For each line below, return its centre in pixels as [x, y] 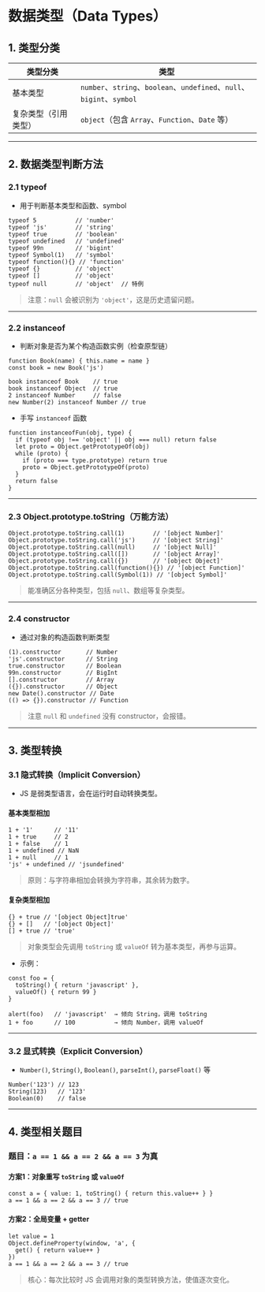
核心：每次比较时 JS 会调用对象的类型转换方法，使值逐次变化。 [131, 1279]
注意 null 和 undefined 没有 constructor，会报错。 [109, 716]
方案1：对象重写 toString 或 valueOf [66, 1176]
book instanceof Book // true [63, 382]
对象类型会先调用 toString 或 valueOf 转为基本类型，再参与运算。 [134, 946]
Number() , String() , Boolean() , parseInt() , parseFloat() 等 [115, 1070]
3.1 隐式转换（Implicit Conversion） [77, 775]
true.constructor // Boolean [65, 666]
